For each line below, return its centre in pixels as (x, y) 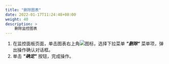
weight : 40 (17, 19)
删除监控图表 (26, 29)
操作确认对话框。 (35, 50)
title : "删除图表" (23, 10)
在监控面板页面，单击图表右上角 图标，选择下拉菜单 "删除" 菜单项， (86, 44)
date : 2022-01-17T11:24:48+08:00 (41, 15)
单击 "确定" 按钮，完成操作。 (43, 56)
